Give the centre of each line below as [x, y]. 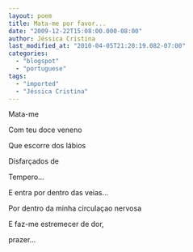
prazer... [22, 240]
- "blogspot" [38, 62]
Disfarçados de [34, 161]
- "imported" [38, 83]
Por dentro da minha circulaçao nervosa [75, 208]
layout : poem [30, 16]
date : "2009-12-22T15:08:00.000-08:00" [76, 31]
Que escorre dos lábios [47, 146]
